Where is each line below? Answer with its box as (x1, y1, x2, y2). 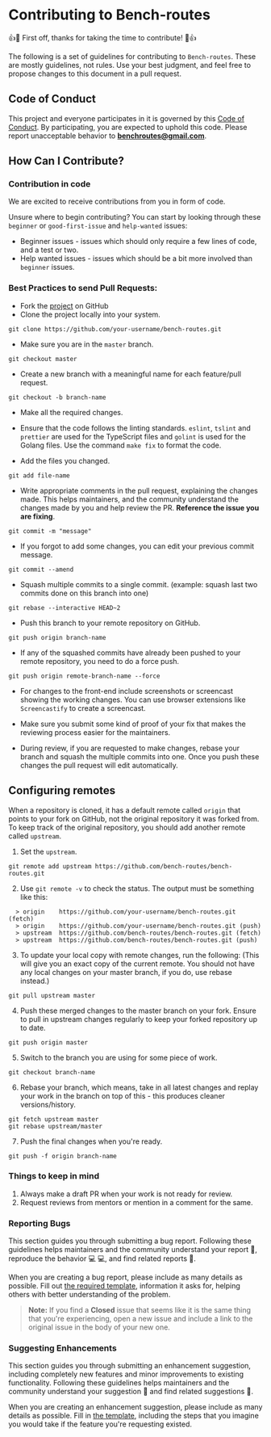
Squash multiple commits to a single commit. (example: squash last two (19, 579, 258, 589)
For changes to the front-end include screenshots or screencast (19, 686, 234, 695)
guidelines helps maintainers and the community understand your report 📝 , (8, 1245, 258, 1254)
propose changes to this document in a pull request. (8, 69, 181, 78)
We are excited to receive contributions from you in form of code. (8, 196, 226, 207)
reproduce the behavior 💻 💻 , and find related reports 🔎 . (8, 1254, 196, 1263)
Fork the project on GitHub (19, 300, 109, 310)
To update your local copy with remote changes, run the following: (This (19, 950, 260, 960)
